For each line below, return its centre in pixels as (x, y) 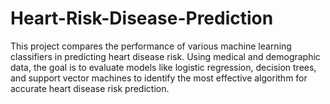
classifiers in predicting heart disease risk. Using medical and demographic (165, 56)
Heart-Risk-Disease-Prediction (142, 18)
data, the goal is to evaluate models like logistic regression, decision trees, (163, 67)
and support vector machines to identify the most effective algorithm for (159, 78)
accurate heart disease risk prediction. (90, 88)
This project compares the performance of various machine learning (151, 46)
